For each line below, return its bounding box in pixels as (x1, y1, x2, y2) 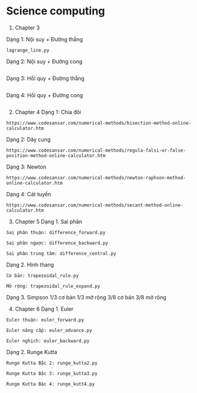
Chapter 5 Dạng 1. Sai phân (14, 218, 83, 225)
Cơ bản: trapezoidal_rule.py (6, 272, 79, 278)
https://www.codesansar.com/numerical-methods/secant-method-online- (6, 202, 184, 208)
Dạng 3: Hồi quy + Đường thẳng (6, 74, 85, 82)
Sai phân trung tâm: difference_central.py (6, 250, 117, 256)
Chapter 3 (14, 24, 40, 31)
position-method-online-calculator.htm (6, 152, 106, 158)
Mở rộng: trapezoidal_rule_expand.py (6, 283, 101, 289)
